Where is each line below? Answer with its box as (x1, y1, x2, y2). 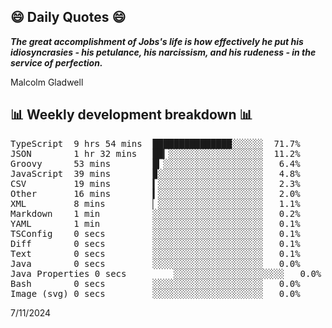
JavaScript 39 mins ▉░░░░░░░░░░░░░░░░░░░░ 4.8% (10, 168, 301, 179)
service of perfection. (10, 56, 103, 69)
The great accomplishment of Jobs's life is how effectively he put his (10, 35, 304, 47)
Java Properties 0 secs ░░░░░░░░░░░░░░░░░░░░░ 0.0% (10, 268, 322, 279)
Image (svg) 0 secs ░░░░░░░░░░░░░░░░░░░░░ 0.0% (10, 288, 301, 299)
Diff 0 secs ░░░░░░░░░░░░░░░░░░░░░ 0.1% (10, 238, 301, 249)
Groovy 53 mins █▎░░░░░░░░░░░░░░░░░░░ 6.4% (10, 158, 301, 169)
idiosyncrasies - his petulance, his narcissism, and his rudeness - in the (10, 46, 317, 58)
